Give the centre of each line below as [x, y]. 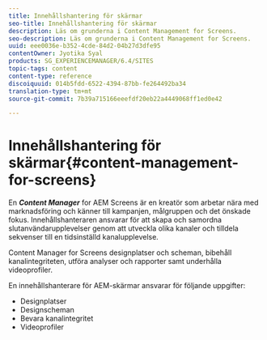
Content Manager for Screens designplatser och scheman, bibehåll [120, 253]
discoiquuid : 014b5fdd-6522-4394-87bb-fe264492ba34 [97, 83]
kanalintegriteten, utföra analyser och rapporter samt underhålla [115, 261]
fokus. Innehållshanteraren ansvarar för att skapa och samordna [115, 220]
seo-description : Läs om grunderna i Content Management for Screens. [130, 38]
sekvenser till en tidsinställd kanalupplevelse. [84, 237]
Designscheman [47, 310]
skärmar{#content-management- [123, 163]
